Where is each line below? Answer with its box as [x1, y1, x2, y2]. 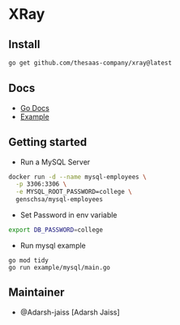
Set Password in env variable [19, 210, 118, 220]
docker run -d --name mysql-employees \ [8, 173, 148, 181]
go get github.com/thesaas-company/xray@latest [8, 59, 173, 67]
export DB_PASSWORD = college [8, 226, 104, 234]
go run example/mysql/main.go [8, 263, 111, 271]
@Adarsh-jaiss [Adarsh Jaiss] [19, 307, 120, 317]
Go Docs [19, 103, 50, 112]
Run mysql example [19, 240, 87, 250]
